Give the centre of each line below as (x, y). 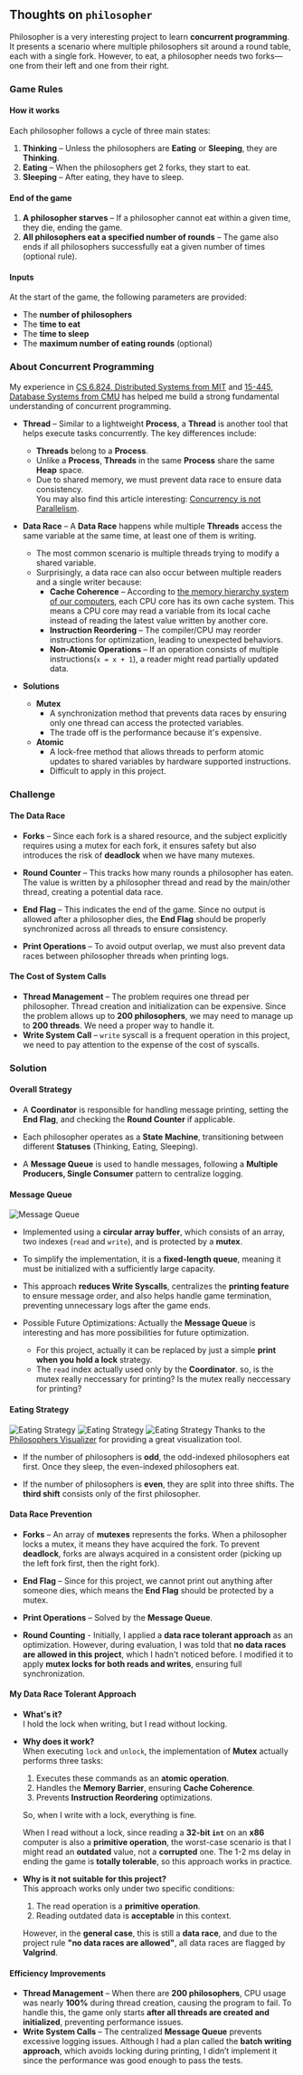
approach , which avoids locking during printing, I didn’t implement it (150, 2051)
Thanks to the (240, 1430)
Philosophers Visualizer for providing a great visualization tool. (126, 1439)
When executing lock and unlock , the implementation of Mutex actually (155, 1751)
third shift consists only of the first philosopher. (111, 1493)
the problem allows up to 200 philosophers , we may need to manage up (158, 1015)
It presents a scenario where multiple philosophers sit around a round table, (150, 46)
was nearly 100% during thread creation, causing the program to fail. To (157, 2003)
